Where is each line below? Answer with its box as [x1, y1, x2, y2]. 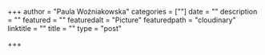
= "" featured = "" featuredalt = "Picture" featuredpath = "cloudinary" [7, 15, 237, 25]
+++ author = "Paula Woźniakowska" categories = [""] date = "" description [7, 7, 258, 16]
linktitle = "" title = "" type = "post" [7, 24, 122, 33]
